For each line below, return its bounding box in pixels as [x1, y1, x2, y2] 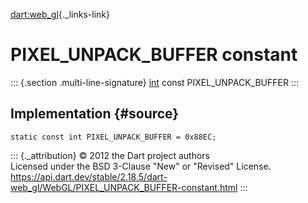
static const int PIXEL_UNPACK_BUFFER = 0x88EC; [10, 132, 217, 142]
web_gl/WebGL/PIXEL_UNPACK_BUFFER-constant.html [10, 181, 238, 193]
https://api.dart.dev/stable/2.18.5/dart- [10, 170, 168, 183]
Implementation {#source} [10, 105, 180, 123]
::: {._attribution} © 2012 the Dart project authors [10, 149, 210, 161]
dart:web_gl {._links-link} [10, 9, 110, 20]
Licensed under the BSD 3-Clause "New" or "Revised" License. [10, 160, 272, 172]
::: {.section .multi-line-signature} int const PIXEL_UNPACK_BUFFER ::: [10, 76, 299, 88]
